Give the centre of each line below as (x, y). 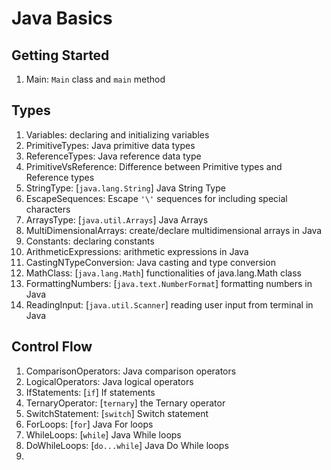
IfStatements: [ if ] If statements (90, 392)
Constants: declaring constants (90, 241)
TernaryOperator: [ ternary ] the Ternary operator (125, 403)
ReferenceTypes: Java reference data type (113, 156)
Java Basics (62, 18)
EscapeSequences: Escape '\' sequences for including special (156, 198)
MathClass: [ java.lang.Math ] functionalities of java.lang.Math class (163, 273)
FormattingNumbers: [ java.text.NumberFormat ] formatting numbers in (169, 283)
